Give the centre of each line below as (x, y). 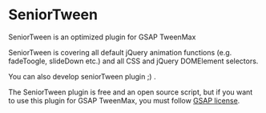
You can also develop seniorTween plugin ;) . (82, 76)
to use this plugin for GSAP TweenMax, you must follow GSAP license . (124, 100)
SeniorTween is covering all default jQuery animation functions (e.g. (120, 52)
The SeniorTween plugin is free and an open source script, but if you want (131, 92)
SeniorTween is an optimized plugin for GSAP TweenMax (102, 37)
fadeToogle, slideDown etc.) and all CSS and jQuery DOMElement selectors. (133, 61)
